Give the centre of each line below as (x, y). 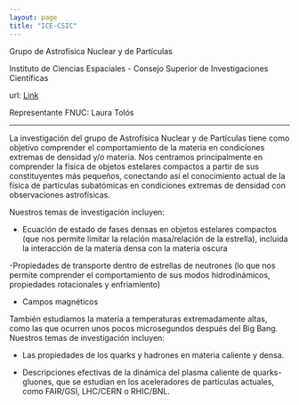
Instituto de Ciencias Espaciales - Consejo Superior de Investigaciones (139, 69)
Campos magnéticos (60, 301)
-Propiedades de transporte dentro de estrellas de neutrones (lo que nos (142, 265)
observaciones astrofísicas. (60, 194)
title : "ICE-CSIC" (43, 26)
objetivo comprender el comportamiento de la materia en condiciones (137, 147)
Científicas (29, 77)
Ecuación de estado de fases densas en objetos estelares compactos (149, 229)
